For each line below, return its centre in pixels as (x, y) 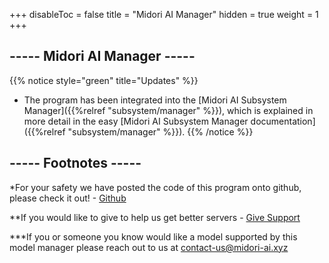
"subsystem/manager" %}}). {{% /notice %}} (160, 131)
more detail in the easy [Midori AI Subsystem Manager (136, 121)
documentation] (283, 121)
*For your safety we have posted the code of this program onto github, (155, 187)
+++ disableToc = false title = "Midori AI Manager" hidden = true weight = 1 (164, 14)
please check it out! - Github (68, 198)
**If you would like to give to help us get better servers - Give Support (155, 217)
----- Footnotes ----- (75, 163)
